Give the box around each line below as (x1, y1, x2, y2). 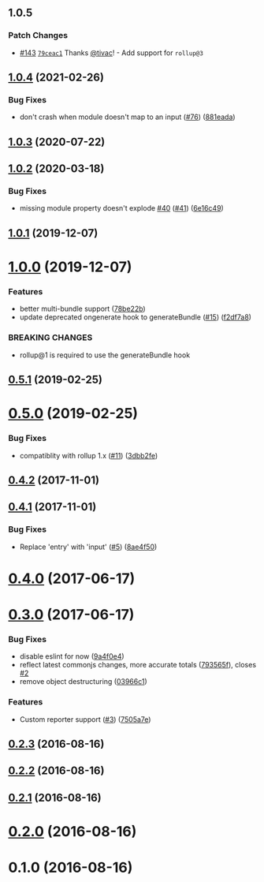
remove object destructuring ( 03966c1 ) (19, 677, 147, 686)
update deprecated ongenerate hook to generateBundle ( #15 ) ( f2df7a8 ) (19, 312, 252, 322)
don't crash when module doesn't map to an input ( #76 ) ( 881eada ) (19, 112, 236, 121)
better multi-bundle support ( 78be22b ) (19, 304, 146, 314)
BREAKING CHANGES (8, 332, 93, 343)
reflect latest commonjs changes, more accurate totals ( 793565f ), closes (19, 660, 257, 670)
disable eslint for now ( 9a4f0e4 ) (19, 652, 125, 661)
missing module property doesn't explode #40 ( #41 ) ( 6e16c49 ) (19, 204, 225, 213)
